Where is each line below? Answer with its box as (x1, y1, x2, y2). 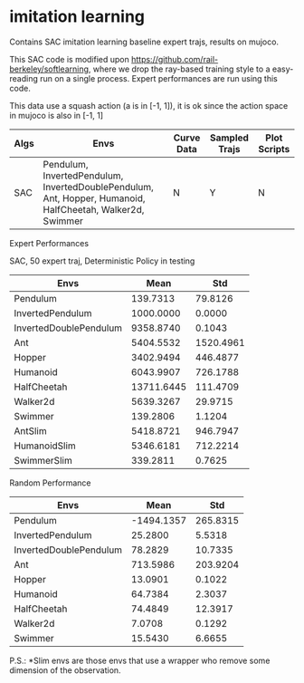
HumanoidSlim (14, 439, 77, 452)
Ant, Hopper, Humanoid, (43, 192, 147, 205)
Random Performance (9, 477, 91, 488)
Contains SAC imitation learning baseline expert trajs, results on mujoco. (9, 36, 279, 47)
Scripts (257, 142, 290, 155)
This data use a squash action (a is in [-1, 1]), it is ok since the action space (9, 100, 289, 111)
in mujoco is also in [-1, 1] (9, 110, 104, 120)
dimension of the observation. (9, 664, 121, 676)
